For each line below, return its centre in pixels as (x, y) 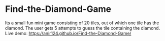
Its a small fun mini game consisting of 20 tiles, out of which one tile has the (82, 23)
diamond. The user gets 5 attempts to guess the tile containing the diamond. (82, 28)
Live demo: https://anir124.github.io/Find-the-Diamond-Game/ (68, 33)
